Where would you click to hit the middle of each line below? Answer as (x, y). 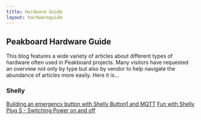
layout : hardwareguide (34, 17)
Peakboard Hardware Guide (59, 42)
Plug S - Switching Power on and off (51, 110)
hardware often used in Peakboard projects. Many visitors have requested (97, 62)
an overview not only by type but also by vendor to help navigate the (91, 69)
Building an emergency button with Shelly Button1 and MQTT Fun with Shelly (100, 104)
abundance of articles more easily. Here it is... (63, 75)
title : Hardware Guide (34, 12)
